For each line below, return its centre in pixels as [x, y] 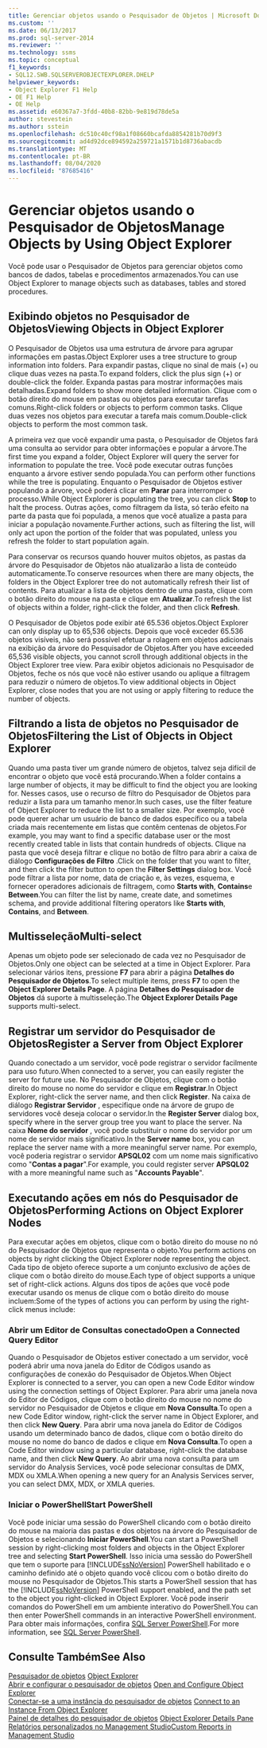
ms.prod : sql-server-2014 [51, 38]
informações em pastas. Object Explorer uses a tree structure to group [123, 356]
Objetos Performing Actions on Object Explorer [126, 1210]
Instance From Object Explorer [58, 1710]
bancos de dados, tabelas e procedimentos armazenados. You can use [124, 274]
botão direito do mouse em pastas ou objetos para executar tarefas [118, 399]
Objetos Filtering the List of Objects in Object [120, 736]
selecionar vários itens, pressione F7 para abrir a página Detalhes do [121, 972]
